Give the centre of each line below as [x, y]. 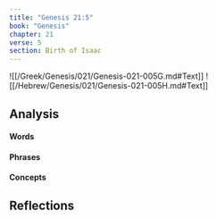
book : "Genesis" [39, 26]
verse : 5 [25, 42]
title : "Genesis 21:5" [51, 17]
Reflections [42, 205]
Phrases [25, 156]
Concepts [28, 177]
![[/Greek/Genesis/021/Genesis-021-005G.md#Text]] [106, 76]
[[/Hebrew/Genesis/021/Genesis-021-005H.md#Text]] [108, 86]
